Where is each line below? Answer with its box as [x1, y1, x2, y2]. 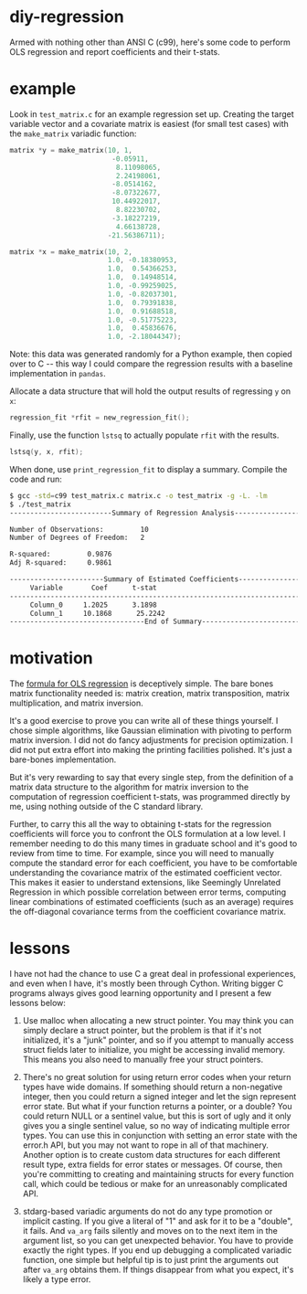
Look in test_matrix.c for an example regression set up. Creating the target [9, 108, 294, 120]
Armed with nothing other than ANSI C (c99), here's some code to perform [9, 37, 291, 48]
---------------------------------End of [9, 617, 170, 627]
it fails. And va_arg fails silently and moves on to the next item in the [22, 1225, 279, 1236]
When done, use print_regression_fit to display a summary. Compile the [9, 463, 288, 474]
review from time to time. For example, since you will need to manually [9, 848, 274, 859]
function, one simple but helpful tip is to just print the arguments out [22, 1255, 279, 1266]
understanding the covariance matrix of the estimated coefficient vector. [9, 867, 282, 878]
